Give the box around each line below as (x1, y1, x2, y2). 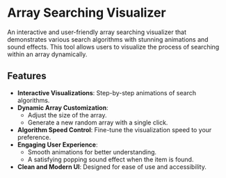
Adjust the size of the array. (27, 111, 107, 119)
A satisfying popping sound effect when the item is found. (27, 155, 194, 163)
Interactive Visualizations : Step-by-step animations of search (17, 88, 197, 97)
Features (7, 70, 47, 82)
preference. (17, 133, 51, 141)
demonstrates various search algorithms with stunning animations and (7, 35, 209, 43)
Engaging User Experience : (17, 140, 98, 149)
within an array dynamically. (7, 50, 88, 58)
